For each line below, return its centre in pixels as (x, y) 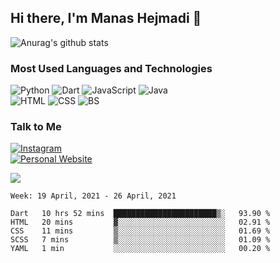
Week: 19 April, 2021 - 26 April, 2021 (93, 196)
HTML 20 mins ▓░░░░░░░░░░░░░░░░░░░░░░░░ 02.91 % (140, 222)
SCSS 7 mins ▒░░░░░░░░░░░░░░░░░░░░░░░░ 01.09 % (140, 240)
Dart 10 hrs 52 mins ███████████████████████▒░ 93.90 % (140, 214)
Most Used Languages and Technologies (111, 68)
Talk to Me (36, 127)
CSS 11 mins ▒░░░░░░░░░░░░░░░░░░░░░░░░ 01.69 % (140, 231)
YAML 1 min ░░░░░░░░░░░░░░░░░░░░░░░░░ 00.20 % (140, 249)
